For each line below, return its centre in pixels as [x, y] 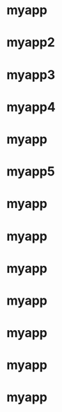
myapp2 [31, 43]
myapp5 [31, 172]
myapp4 [31, 107]
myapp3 [31, 74]
